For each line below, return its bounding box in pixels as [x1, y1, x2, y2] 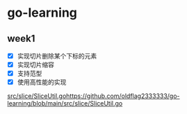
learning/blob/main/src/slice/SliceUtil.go [7, 99, 123, 108]
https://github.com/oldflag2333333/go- [65, 92, 180, 100]
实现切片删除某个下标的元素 [17, 52, 97, 60]
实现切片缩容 [17, 60, 54, 69]
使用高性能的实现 [17, 78, 67, 86]
